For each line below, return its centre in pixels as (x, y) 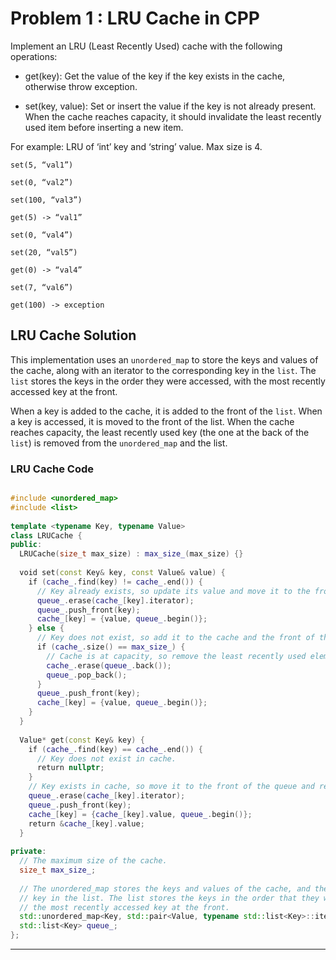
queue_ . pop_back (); (87, 675)
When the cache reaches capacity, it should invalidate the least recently (173, 116)
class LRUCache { (46, 535)
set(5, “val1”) (42, 165)
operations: (34, 56)
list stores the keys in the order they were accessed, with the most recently (168, 381)
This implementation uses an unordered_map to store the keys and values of (164, 359)
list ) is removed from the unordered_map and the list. (119, 443)
